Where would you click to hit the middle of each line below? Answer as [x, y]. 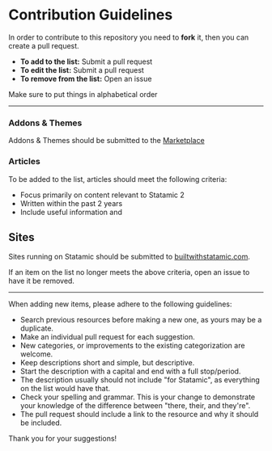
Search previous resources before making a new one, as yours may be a [141, 320]
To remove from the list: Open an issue [86, 78]
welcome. [36, 354]
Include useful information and [71, 212]
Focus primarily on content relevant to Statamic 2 [102, 195]
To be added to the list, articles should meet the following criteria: [118, 179]
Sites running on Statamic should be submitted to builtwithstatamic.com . [130, 257]
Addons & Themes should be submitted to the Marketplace [106, 141]
